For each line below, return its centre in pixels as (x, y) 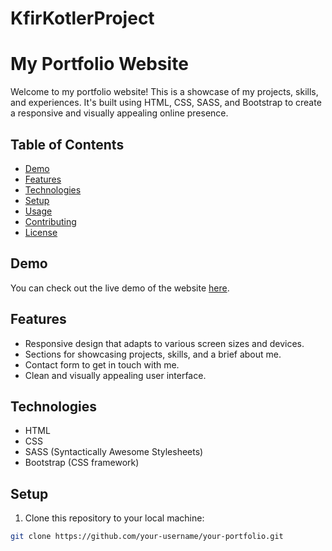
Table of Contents (67, 144)
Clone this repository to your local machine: (114, 518)
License (41, 232)
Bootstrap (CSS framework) (82, 463)
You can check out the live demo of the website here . (120, 288)
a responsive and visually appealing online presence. (119, 113)
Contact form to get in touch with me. (102, 364)
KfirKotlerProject (82, 18)
